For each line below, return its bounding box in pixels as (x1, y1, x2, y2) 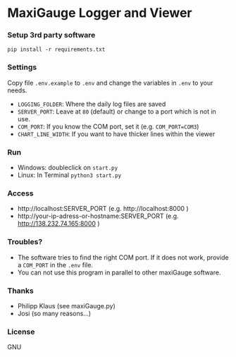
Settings (7, 62, 37, 72)
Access (7, 188, 34, 198)
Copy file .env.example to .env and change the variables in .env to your (7, 78, 213, 87)
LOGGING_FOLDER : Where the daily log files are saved (17, 99, 166, 108)
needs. (7, 86, 27, 95)
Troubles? (7, 237, 43, 247)
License (7, 327, 35, 337)
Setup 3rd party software (7, 30, 96, 40)
